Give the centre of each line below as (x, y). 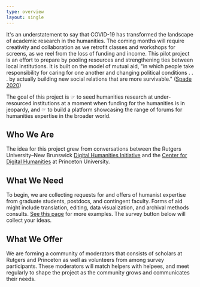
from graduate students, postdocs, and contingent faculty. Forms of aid (94, 201)
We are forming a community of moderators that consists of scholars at (94, 253)
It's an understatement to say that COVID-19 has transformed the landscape (100, 34)
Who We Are (30, 134)
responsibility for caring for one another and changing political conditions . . (100, 72)
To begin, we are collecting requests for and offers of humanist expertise (96, 195)
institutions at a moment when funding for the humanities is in (109, 103)
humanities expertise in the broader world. (58, 116)
